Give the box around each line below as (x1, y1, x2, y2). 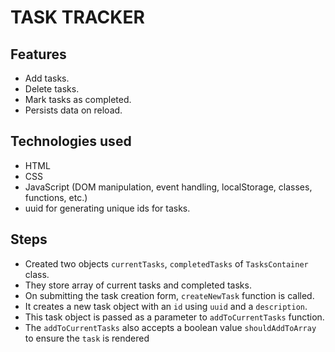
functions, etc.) (24, 191, 88, 203)
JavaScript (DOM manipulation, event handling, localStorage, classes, (24, 181, 313, 193)
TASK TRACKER (10, 6, 145, 29)
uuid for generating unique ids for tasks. (24, 202, 191, 214)
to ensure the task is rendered (24, 332, 150, 344)
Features (10, 46, 67, 63)
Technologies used (10, 133, 132, 150)
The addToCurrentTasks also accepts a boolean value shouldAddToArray (24, 321, 317, 333)
